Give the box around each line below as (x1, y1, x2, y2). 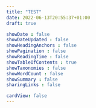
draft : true (6, 20, 36, 26)
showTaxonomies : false (6, 65, 66, 71)
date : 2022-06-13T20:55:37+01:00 (6, 15, 91, 21)
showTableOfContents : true (6, 59, 77, 66)
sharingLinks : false (6, 82, 61, 88)
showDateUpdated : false (6, 37, 69, 43)
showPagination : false (6, 48, 66, 55)
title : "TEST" (6, 8, 42, 15)
